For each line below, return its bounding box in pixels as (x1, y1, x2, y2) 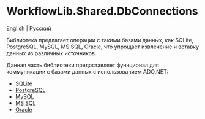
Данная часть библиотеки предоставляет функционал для (6, 61, 159, 69)
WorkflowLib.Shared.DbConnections (6, 4, 198, 18)
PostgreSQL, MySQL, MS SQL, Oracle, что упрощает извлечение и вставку (6, 43, 199, 50)
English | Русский (6, 25, 51, 32)
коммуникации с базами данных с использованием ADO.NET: (6, 67, 168, 75)
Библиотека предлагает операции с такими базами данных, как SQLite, (6, 36, 194, 44)
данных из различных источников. (6, 49, 97, 56)
